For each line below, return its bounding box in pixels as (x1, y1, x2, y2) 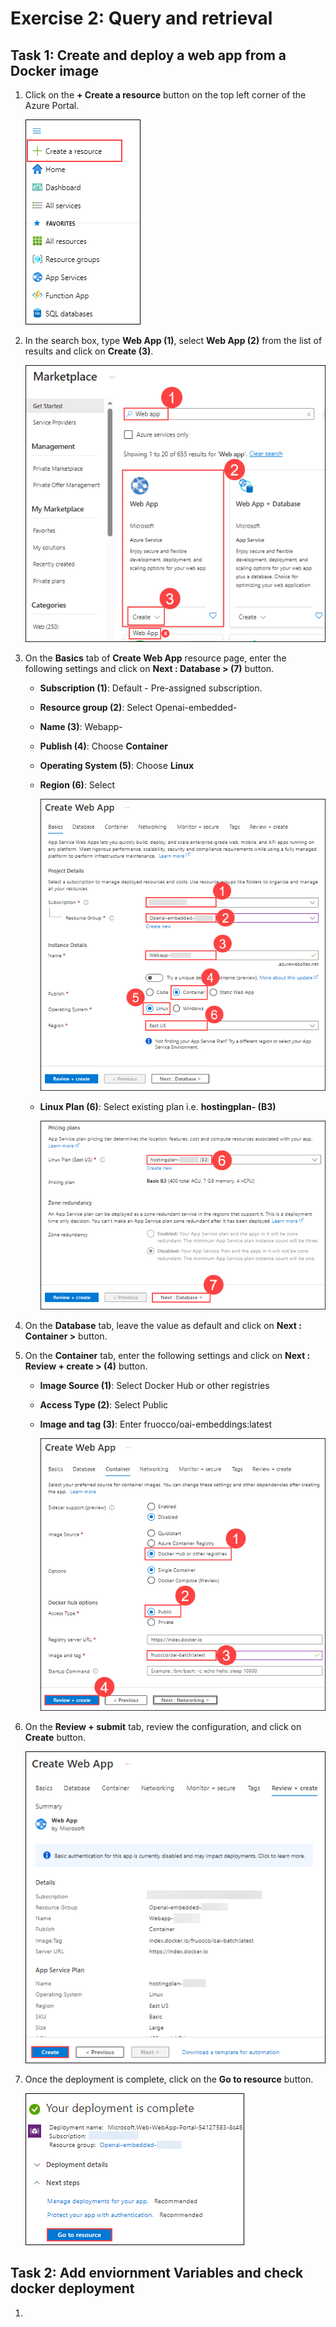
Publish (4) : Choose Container (39, 740, 169, 752)
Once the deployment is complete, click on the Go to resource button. (24, 2073, 314, 2086)
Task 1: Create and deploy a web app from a (10, 47, 287, 64)
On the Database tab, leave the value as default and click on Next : (24, 1319, 302, 1331)
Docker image (10, 62, 99, 79)
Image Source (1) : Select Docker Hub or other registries (39, 1379, 270, 1391)
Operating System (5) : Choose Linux (39, 759, 195, 771)
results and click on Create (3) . (24, 345, 154, 357)
